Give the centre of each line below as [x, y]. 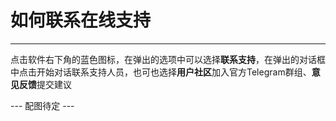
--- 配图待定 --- [42, 105]
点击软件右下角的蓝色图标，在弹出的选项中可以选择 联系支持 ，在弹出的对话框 [168, 59]
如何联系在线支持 [81, 20]
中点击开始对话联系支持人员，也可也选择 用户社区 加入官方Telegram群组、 [161, 72]
